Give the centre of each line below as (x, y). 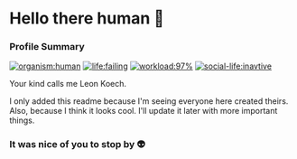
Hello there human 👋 (87, 19)
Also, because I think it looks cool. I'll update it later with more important (144, 111)
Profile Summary (47, 47)
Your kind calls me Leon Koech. (68, 84)
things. (22, 120)
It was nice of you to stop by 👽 (78, 145)
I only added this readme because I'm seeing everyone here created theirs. (149, 101)
